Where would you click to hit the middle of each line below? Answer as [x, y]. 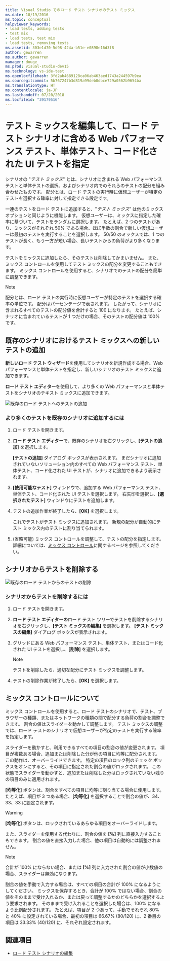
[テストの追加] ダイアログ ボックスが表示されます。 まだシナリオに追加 [87, 458]
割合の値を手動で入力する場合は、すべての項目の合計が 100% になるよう [81, 884]
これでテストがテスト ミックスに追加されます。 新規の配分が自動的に [84, 522]
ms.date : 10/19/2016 [27, 15]
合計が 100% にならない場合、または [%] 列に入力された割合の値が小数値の [84, 867]
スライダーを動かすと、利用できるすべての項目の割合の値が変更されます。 [82, 748]
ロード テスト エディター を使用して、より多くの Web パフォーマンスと [78, 386]
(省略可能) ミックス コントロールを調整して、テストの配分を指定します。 [88, 539]
